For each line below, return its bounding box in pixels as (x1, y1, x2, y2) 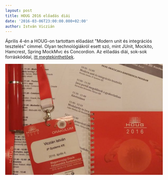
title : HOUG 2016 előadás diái (5, 13, 70, 18)
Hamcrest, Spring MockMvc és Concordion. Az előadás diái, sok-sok (5, 49, 147, 55)
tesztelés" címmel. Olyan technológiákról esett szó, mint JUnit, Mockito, (5, 43, 153, 49)
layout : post (5, 8, 32, 13)
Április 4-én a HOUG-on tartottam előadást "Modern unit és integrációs (5, 38, 152, 44)
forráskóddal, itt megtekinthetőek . (5, 54, 75, 60)
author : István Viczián (5, 24, 55, 29)
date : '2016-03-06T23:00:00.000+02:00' (5, 18, 88, 23)
